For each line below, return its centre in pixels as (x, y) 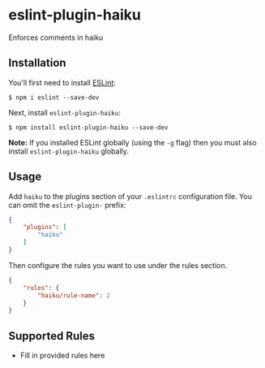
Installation (37, 63)
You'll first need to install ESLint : (62, 82)
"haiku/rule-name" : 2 (74, 295)
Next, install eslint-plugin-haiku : (65, 112)
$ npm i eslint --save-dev (54, 97)
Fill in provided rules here (62, 356)
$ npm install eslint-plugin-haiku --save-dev (88, 128)
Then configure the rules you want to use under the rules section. (118, 265)
